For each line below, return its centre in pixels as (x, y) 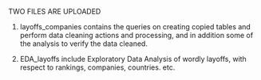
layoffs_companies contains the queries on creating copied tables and (135, 27)
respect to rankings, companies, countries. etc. (97, 67)
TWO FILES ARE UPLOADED (55, 11)
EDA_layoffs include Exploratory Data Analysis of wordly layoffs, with (133, 59)
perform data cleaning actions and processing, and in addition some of (136, 35)
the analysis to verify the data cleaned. (83, 44)
